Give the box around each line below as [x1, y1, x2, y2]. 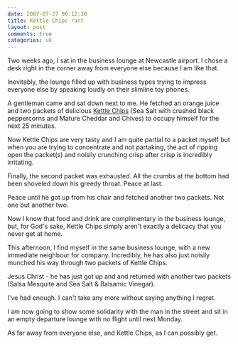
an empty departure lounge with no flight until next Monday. [7, 315, 183, 323]
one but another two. [7, 200, 69, 210]
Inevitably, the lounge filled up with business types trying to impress [7, 77, 207, 86]
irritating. [7, 158, 34, 167]
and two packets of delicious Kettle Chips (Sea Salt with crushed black [7, 107, 215, 115]
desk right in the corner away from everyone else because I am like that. [7, 64, 219, 72]
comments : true [7, 30, 53, 38]
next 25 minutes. [7, 122, 57, 130]
